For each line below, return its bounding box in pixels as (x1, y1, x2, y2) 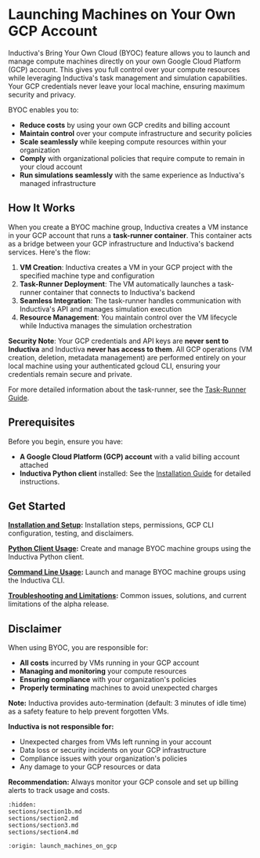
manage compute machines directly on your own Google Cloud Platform (8, 57, 241, 66)
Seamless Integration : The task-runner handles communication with (19, 296, 241, 305)
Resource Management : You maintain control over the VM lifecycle (19, 312, 237, 322)
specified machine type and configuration (19, 271, 155, 280)
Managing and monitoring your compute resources (19, 666, 187, 676)
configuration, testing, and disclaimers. (8, 528, 135, 539)
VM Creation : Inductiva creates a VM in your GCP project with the (19, 262, 233, 272)
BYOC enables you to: (8, 104, 79, 115)
